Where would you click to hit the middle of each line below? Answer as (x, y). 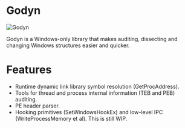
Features (29, 70)
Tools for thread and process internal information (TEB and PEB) (95, 93)
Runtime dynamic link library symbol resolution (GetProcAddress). (97, 86)
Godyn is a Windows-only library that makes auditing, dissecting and (92, 39)
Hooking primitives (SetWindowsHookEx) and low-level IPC (89, 112)
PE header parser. (37, 106)
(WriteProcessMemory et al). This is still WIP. (71, 118)
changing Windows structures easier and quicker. (68, 45)
